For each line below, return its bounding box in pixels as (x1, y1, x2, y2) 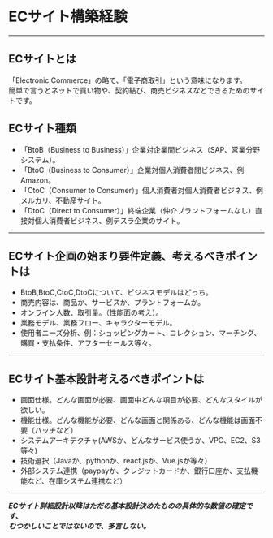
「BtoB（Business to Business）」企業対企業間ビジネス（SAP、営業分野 (19, 144, 261, 154)
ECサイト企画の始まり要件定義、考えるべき (8, 249, 226, 263)
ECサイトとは (8, 52, 77, 66)
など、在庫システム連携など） (27, 476, 128, 486)
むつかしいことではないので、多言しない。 (8, 521, 151, 532)
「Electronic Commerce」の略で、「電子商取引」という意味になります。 (8, 75, 248, 85)
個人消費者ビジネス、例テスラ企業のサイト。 (34, 216, 184, 226)
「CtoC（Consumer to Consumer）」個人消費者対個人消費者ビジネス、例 (19, 185, 264, 195)
